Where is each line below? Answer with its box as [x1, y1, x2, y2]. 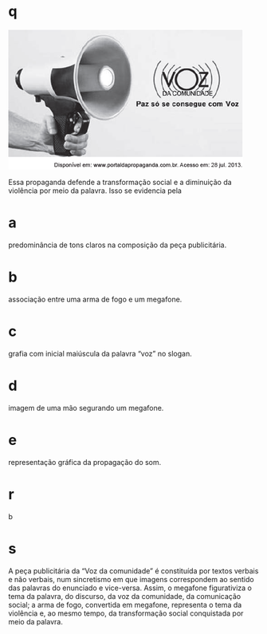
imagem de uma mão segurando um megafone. [8, 403, 164, 412]
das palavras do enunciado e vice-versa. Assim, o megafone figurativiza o [8, 583, 253, 593]
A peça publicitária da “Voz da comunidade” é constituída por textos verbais [8, 565, 259, 576]
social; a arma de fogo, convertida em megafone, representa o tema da [8, 600, 242, 609]
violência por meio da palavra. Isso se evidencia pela [8, 186, 182, 195]
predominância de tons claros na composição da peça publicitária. [8, 240, 227, 250]
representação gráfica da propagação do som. [8, 457, 162, 467]
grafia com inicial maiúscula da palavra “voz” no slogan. [8, 349, 193, 358]
